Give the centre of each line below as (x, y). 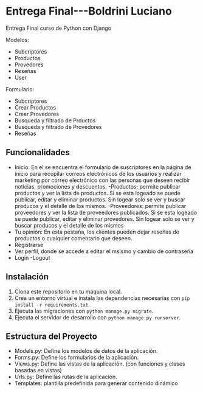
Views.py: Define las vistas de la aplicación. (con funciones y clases (100, 364)
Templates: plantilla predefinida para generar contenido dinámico (96, 383)
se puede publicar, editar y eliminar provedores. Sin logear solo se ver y (105, 219)
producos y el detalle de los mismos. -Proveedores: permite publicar (100, 206)
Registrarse (29, 245)
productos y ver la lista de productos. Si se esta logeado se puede (97, 193)
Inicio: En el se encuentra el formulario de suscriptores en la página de (103, 167)
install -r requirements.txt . (52, 304)
